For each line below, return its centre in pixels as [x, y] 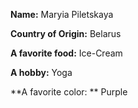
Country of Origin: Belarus [66, 33]
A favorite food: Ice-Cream [66, 53]
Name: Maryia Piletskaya [62, 14]
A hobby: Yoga [41, 72]
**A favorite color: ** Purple [69, 92]
